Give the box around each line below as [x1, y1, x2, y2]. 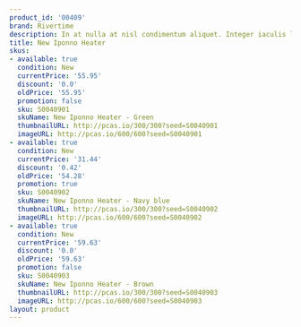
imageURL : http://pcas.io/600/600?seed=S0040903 [17, 297, 202, 305]
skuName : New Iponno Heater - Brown [17, 280, 154, 288]
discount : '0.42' [17, 163, 82, 172]
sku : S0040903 [17, 271, 70, 280]
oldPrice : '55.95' [17, 88, 87, 97]
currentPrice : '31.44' [17, 154, 102, 164]
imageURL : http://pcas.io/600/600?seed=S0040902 [17, 212, 202, 222]
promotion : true [17, 180, 78, 189]
